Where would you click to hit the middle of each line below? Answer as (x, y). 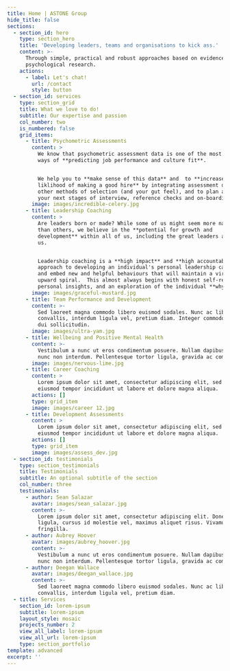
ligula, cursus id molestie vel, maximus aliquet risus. (120, 523)
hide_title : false (33, 20)
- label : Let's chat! (56, 77)
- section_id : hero (41, 33)
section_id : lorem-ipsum (55, 606)
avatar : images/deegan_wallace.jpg (82, 574)
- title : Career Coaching (62, 369)
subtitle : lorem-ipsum (52, 612)
